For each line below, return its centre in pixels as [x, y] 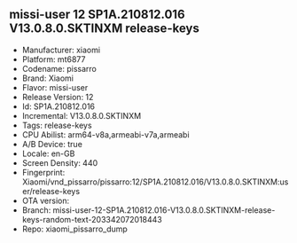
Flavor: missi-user [55, 87]
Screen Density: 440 [60, 162]
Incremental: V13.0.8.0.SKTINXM [82, 115]
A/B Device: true [52, 144]
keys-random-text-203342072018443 [92, 219]
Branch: [36, 210]
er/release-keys [51, 191]
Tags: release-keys [57, 125]
